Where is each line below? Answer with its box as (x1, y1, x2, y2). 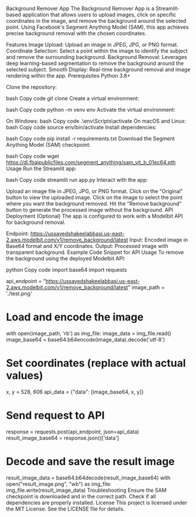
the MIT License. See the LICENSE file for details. (6, 505, 125, 512)
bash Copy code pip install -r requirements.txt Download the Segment (6, 135, 175, 142)
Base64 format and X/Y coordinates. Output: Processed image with (6, 243, 169, 249)
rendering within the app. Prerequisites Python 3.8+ (6, 73, 130, 79)
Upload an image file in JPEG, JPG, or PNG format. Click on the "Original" (6, 188, 183, 195)
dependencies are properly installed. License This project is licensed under (6, 499, 188, 506)
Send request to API (6, 409, 105, 422)
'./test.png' (6, 290, 32, 297)
